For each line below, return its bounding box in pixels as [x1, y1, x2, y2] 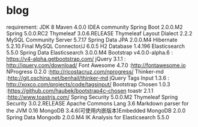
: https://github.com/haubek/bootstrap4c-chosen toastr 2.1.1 [6, 87, 154, 94]
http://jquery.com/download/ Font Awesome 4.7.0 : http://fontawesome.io [6, 61, 186, 69]
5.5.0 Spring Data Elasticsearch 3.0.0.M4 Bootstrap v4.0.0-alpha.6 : [6, 49, 173, 56]
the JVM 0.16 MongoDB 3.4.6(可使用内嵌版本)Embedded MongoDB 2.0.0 [6, 107, 186, 114]
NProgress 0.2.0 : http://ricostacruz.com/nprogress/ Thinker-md [6, 68, 164, 75]
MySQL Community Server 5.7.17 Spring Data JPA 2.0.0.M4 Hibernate [6, 36, 178, 43]
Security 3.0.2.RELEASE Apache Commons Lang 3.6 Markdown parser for [6, 99, 189, 107]
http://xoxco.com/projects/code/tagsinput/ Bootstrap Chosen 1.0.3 [6, 80, 170, 87]
